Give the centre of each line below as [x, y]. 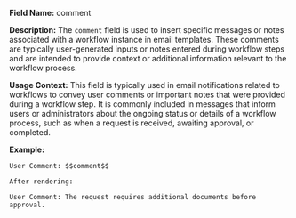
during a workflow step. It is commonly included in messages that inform [142, 104]
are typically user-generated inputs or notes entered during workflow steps [147, 49]
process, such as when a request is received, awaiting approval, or [132, 123]
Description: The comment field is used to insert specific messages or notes [147, 30]
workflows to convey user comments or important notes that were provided [148, 94]
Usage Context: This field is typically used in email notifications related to [144, 85]
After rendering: [41, 182]
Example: [27, 149]
